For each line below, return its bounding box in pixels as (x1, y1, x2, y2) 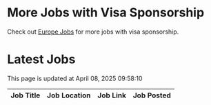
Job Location (47, 91, 91, 100)
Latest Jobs (7, 51, 76, 67)
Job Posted (132, 91, 171, 100)
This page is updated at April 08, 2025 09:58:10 (7, 74, 143, 82)
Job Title (10, 91, 41, 100)
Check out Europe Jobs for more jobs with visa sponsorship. (7, 27, 179, 36)
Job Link (97, 91, 126, 100)
